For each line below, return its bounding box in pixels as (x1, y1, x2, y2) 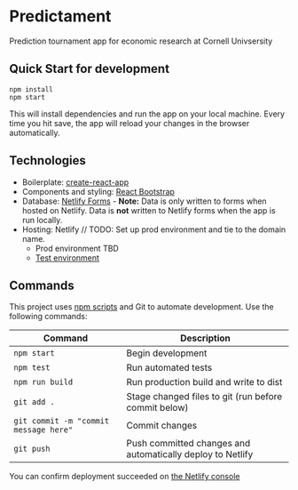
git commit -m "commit (13, 416, 109, 426)
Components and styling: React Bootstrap (21, 186, 176, 197)
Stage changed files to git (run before (126, 390, 283, 403)
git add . (13, 398, 55, 407)
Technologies (9, 153, 87, 168)
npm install (9, 84, 53, 94)
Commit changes (126, 420, 198, 432)
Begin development (126, 347, 208, 359)
